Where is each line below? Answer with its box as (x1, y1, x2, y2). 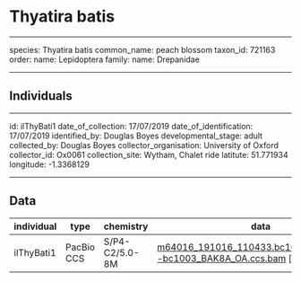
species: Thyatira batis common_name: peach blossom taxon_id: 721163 (9, 44, 276, 55)
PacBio (65, 241, 96, 253)
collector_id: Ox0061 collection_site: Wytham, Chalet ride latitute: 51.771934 (9, 149, 288, 160)
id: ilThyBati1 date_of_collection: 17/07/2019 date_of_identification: (9, 120, 254, 131)
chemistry (103, 220, 149, 233)
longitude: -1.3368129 (9, 159, 90, 170)
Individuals (9, 88, 73, 104)
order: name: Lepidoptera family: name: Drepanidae (9, 54, 200, 65)
